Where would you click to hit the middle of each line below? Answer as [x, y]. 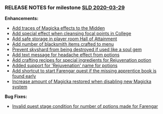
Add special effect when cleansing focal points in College [71, 34]
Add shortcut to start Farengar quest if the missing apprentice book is [84, 71]
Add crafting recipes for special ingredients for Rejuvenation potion [81, 60]
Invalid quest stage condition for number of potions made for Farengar [85, 106]
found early [24, 76]
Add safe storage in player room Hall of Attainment [64, 39]
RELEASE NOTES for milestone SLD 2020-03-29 [65, 8]
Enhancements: [22, 19]
